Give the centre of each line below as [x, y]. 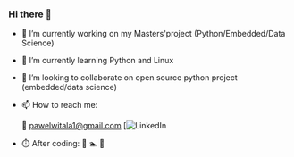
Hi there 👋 [30, 14]
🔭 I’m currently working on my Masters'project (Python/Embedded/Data [153, 34]
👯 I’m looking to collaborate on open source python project [129, 78]
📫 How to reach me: [59, 105]
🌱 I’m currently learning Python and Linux [97, 61]
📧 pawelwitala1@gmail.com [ [74, 126]
